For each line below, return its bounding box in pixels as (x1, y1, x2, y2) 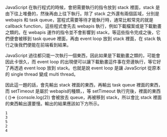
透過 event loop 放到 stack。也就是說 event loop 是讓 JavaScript (14, 65, 146, 71)
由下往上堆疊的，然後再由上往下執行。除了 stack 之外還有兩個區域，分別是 (5, 10, 159, 16)
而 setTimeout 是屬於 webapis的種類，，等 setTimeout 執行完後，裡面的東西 (5, 88, 161, 94)
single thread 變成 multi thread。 (11, 71, 79, 77)
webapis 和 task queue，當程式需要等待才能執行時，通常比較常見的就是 (5, 17, 154, 22)
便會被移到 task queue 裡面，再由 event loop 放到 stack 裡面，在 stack (9, 35, 155, 41)
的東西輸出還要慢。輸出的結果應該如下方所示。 (5, 100, 102, 106)
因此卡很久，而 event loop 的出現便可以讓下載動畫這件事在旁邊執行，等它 (5, 59, 157, 64)
